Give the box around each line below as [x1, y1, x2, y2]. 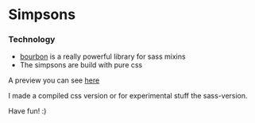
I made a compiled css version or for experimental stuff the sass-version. [8, 91, 248, 101]
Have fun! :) [8, 106, 47, 116]
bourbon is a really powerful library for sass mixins [19, 52, 186, 61]
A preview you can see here [8, 75, 100, 85]
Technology [8, 34, 56, 45]
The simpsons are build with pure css [19, 60, 143, 70]
